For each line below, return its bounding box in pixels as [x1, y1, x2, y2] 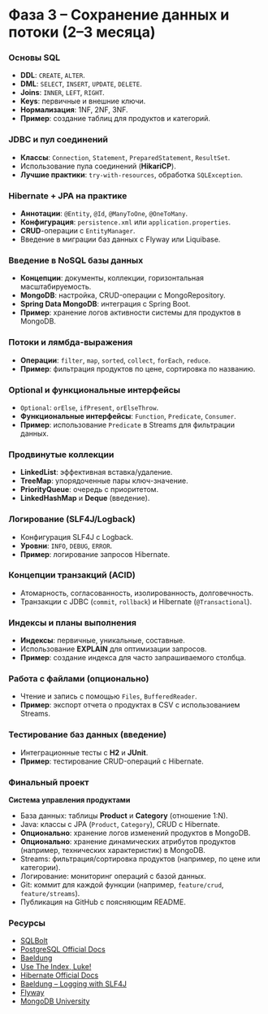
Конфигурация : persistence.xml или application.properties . [19, 217, 231, 227]
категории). [19, 863, 61, 873]
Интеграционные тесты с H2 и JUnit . [19, 747, 149, 757]
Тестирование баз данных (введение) [8, 729, 167, 741]
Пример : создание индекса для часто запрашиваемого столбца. [19, 653, 246, 663]
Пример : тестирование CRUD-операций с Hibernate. [19, 756, 205, 766]
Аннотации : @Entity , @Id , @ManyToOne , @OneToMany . [19, 209, 188, 219]
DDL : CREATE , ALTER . [19, 71, 85, 81]
